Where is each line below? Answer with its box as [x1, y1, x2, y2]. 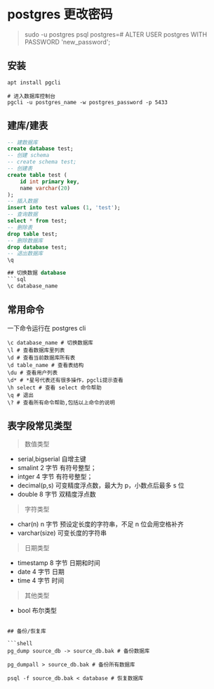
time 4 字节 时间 [17, 576, 65, 585]
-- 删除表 [7, 223, 33, 231]
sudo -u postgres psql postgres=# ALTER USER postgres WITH [24, 30, 208, 39]
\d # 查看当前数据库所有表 [7, 354, 76, 361]
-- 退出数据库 [7, 250, 44, 257]
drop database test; [7, 244, 68, 251]
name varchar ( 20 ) [20, 185, 71, 192]
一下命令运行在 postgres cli [7, 323, 86, 332]
